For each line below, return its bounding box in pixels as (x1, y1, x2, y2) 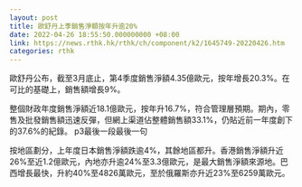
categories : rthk (9, 47, 75, 56)
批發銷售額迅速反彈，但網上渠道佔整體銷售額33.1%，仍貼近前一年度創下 (24, 115, 294, 126)
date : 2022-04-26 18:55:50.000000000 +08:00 (9, 30, 180, 39)
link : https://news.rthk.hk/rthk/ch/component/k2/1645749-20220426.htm (9, 38, 285, 48)
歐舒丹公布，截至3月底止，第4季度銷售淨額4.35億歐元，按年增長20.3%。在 (9, 73, 290, 84)
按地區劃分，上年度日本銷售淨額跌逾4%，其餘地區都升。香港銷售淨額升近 (9, 145, 284, 156)
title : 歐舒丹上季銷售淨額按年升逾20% (9, 22, 138, 31)
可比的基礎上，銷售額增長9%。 (9, 84, 126, 95)
